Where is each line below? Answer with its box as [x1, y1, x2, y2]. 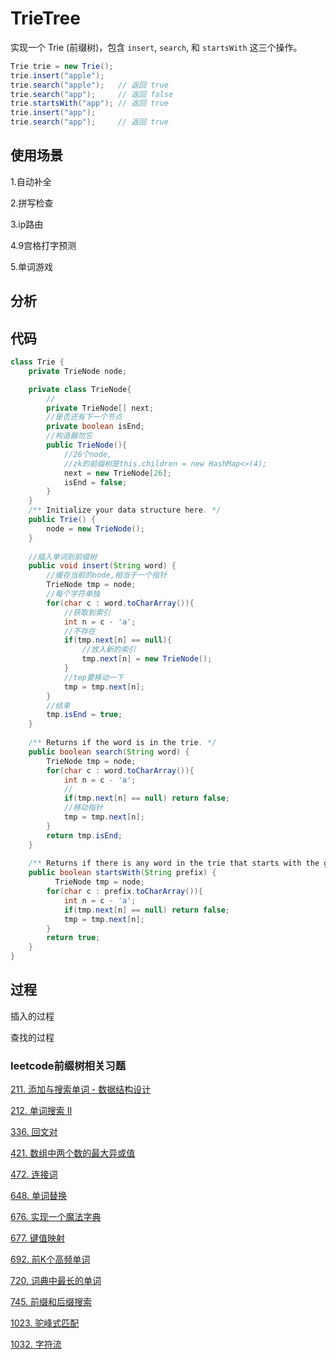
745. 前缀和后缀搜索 [10, 1296, 93, 1308]
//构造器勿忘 [46, 431, 93, 441]
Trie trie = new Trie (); [10, 61, 114, 71]
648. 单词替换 [10, 1190, 68, 1202]
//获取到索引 [63, 607, 111, 617]
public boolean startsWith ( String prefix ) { [28, 868, 217, 878]
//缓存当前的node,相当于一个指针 [46, 570, 168, 581]
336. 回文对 [10, 1126, 58, 1138]
